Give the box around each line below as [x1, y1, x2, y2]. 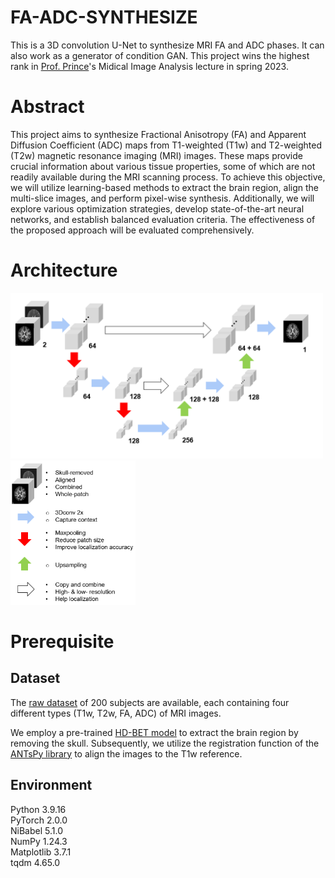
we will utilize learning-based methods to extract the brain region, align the [10, 181, 320, 193]
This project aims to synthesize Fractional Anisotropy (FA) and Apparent [10, 128, 307, 140]
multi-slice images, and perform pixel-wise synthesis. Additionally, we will [10, 192, 315, 204]
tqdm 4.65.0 [10, 856, 61, 868]
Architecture [10, 259, 118, 282]
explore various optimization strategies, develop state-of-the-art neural [10, 202, 305, 215]
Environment [10, 777, 93, 794]
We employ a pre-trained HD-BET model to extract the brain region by [10, 726, 299, 738]
